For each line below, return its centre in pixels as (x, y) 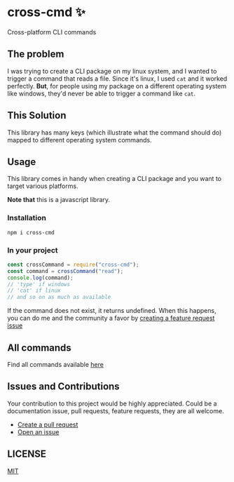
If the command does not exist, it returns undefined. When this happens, (112, 311)
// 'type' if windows (39, 284)
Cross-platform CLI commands (52, 32)
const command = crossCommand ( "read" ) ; (66, 271)
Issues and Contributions (64, 387)
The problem (36, 54)
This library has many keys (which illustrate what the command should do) (115, 132)
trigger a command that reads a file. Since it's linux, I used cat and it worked (117, 79)
